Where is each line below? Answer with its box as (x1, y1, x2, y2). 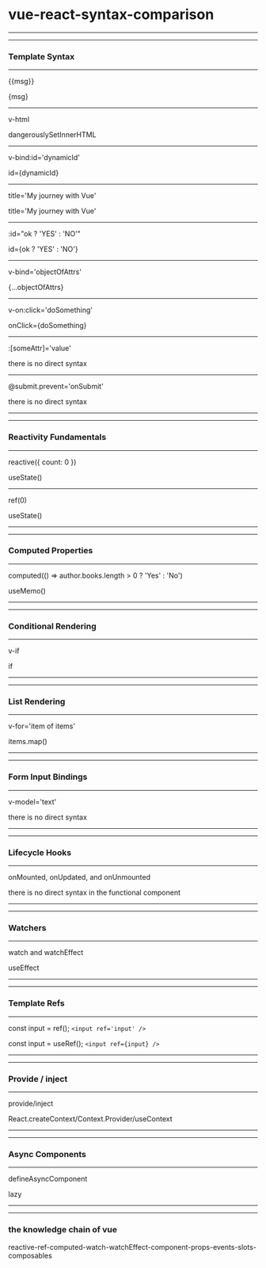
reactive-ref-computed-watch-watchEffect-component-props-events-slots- (8, 1242, 257, 1251)
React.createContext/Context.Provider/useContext (8, 1113, 173, 1123)
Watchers (8, 922, 47, 933)
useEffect (8, 963, 40, 972)
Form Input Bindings (8, 771, 88, 782)
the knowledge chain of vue (8, 1224, 117, 1236)
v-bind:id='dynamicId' (8, 153, 81, 162)
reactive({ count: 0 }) (8, 457, 77, 467)
